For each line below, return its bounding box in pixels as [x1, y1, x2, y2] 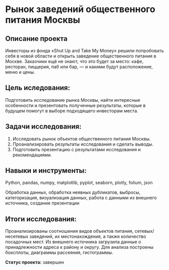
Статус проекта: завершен [5, 259, 65, 265]
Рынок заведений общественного [5, 4, 155, 15]
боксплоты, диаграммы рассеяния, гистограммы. [5, 249, 114, 255]
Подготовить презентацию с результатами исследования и [12, 146, 141, 152]
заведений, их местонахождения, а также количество [29, 233, 146, 240]
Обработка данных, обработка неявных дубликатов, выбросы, [5, 189, 141, 195]
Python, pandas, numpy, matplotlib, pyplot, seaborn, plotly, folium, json [5, 180, 153, 186]
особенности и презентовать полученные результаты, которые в [5, 102, 146, 108]
